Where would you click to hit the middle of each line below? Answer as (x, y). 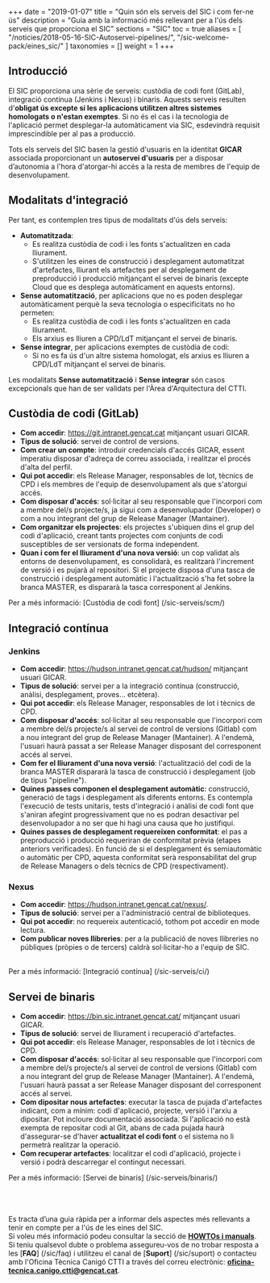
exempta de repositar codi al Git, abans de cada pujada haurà (122, 1128)
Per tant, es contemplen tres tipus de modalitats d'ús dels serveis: (118, 219)
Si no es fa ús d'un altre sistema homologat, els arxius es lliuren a (141, 355)
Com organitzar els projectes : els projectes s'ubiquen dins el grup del (137, 527)
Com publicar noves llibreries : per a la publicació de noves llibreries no (139, 938)
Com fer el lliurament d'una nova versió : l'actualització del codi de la (135, 763)
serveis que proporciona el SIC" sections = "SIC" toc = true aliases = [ (125, 29)
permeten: (37, 312)
